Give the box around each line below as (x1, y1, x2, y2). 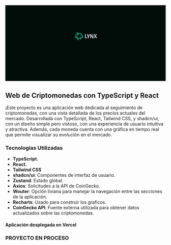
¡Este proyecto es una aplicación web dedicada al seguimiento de (5, 104, 143, 111)
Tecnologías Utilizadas (5, 144, 63, 151)
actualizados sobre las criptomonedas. (12, 210, 94, 216)
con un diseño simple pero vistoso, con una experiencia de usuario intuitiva (5, 121, 164, 127)
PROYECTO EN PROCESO (5, 234, 69, 241)
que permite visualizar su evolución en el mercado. (5, 132, 112, 138)
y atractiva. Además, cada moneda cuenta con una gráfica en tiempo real (5, 126, 159, 132)
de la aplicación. (12, 194, 47, 200)
